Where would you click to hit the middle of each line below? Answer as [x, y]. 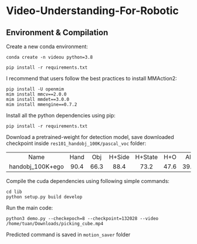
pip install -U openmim [35, 89]
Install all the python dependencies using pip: [61, 115]
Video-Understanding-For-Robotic [92, 11]
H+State [147, 157]
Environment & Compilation [57, 33]
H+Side [119, 157]
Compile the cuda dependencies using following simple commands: [88, 181]
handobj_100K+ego [37, 167]
